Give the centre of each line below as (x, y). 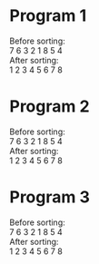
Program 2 (49, 107)
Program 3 (50, 197)
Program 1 (48, 16)
